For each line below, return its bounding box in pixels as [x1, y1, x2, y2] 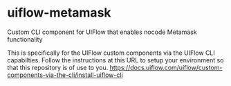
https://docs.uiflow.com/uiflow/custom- [109, 63, 223, 71]
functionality [7, 35, 43, 43]
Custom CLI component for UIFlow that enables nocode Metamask [7, 28, 197, 36]
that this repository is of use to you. [7, 63, 109, 71]
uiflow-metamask [7, 5, 112, 21]
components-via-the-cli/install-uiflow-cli [7, 71, 123, 79]
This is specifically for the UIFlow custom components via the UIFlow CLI [7, 49, 216, 57]
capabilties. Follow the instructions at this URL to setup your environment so [7, 55, 224, 64]
